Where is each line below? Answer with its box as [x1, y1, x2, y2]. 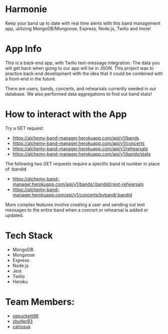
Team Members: [5, 296, 75, 307]
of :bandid [5, 166, 27, 172]
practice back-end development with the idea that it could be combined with [5, 70, 163, 76]
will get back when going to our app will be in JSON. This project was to [5, 65, 154, 71]
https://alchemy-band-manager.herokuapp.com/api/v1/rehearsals [12, 145, 148, 151]
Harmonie [5, 4, 48, 15]
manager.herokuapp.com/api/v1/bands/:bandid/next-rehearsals [12, 181, 144, 187]
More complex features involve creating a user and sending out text [5, 201, 145, 207]
